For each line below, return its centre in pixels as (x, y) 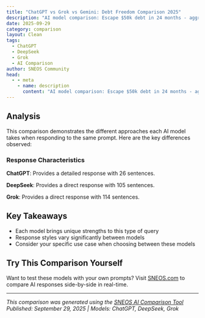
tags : (13, 40)
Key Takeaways (37, 216)
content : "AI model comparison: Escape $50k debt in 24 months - (107, 92)
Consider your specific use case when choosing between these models (105, 244)
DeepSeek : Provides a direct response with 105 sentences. (81, 185)
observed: (19, 144)
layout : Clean (24, 35)
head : (13, 75)
